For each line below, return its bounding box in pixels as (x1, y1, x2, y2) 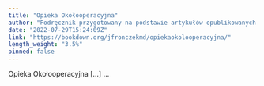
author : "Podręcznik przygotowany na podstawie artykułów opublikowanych (8, 19, 257, 27)
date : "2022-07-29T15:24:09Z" (8, 26, 108, 34)
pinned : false (8, 48, 55, 56)
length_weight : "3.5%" (8, 41, 83, 48)
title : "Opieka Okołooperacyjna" (8, 11, 119, 20)
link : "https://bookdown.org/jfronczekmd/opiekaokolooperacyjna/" (8, 33, 232, 41)
